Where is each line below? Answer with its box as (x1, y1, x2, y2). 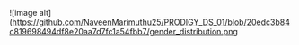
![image (9, 8, 38, 18)
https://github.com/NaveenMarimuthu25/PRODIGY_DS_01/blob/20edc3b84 (12, 17, 290, 27)
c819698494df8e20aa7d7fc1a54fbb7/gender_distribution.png (9, 26, 238, 36)
